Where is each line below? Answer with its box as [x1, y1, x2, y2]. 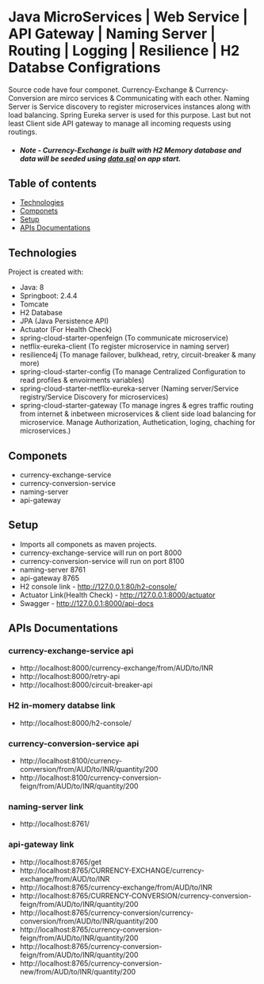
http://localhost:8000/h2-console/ [19, 718, 132, 727]
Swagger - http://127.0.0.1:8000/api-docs [19, 598, 155, 608]
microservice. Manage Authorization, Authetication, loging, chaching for [19, 418, 255, 427]
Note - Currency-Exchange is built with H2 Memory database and [19, 145, 242, 155]
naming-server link [8, 801, 84, 812]
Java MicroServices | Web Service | [8, 8, 248, 26]
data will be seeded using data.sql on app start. [19, 153, 182, 163]
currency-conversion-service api [8, 738, 140, 749]
